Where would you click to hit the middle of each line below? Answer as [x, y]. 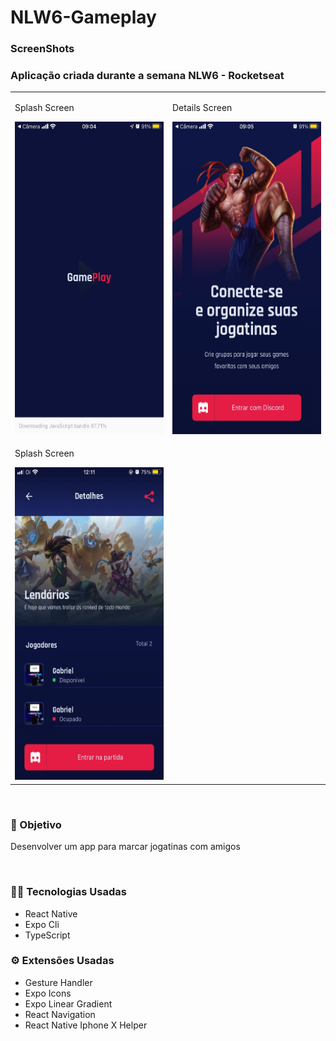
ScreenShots [42, 49]
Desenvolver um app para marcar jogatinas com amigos [125, 847]
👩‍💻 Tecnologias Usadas [68, 892]
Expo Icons [48, 993]
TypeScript [47, 935]
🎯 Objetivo [36, 824]
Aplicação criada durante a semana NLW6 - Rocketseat [147, 76]
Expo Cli [42, 924]
